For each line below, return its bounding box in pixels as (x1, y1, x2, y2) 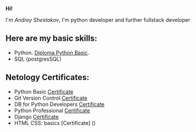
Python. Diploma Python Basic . (14, 49, 90, 56)
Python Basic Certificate (14, 88, 74, 95)
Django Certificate (14, 113, 59, 120)
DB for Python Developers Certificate (14, 100, 104, 108)
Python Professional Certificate (14, 107, 90, 114)
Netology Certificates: (5, 72, 90, 82)
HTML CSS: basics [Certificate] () (14, 119, 96, 126)
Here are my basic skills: (5, 34, 98, 44)
